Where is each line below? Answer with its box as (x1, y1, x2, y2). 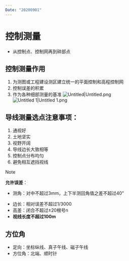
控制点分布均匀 (12, 152, 44, 159)
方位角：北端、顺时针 (12, 250, 57, 256)
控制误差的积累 (12, 85, 44, 91)
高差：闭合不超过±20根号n (12, 207, 68, 214)
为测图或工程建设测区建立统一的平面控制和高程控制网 (12, 79, 124, 85)
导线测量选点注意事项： (5, 113, 78, 122)
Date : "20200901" (5, 7, 42, 13)
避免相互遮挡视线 (12, 159, 49, 165)
